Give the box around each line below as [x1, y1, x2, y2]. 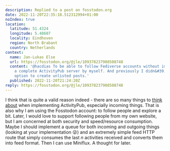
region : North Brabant [10, 41, 58, 46]
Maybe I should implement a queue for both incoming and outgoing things [5, 124, 160, 130]
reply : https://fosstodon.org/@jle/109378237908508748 [5, 83, 123, 88]
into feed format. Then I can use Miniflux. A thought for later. [5, 140, 132, 146]
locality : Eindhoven [10, 36, 53, 41]
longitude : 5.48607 [10, 31, 51, 36]
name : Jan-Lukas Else [10, 54, 56, 60]
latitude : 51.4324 [10, 26, 49, 31]
